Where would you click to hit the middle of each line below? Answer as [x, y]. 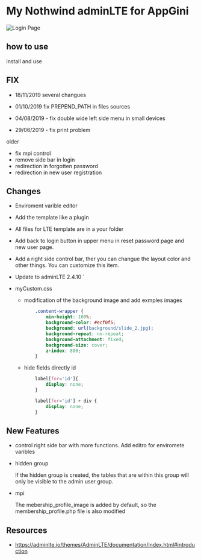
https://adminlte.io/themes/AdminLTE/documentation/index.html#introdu [105, 545]
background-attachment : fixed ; [85, 339]
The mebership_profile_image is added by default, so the [85, 505]
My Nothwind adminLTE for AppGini [97, 11]
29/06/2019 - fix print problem [53, 130]
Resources [27, 530]
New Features [33, 431]
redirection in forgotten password [56, 166]
